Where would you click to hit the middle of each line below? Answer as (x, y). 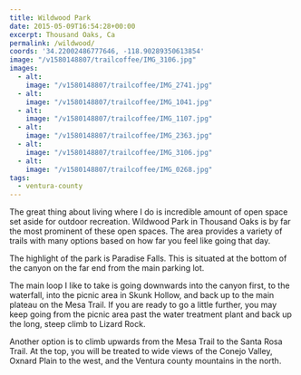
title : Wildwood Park (50, 18)
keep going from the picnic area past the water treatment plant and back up (151, 314)
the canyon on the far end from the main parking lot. (107, 268)
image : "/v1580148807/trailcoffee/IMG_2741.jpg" (119, 85)
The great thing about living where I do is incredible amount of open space (149, 212)
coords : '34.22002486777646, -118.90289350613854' (107, 52)
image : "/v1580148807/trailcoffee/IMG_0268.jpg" (119, 169)
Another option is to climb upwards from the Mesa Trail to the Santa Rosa (146, 341)
